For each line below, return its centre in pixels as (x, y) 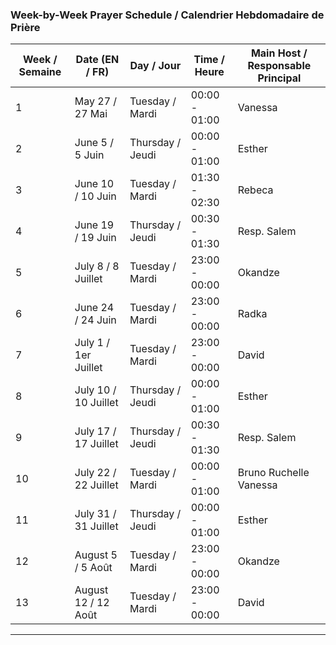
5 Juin (89, 155)
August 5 (96, 555)
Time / (209, 60)
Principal (279, 78)
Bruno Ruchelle (273, 473)
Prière (25, 27)
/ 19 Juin (95, 238)
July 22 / (95, 473)
